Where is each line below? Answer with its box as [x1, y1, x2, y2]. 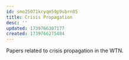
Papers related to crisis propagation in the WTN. [6, 47, 124, 54]
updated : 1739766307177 [6, 25, 65, 31]
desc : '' [6, 20, 28, 26]
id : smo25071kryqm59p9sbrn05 [6, 8, 78, 15]
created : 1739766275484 [6, 31, 65, 37]
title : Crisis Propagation [6, 14, 73, 20]
